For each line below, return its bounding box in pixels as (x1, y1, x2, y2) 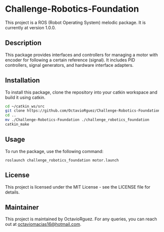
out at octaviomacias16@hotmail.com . (5, 221, 82, 227)
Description (5, 39, 41, 47)
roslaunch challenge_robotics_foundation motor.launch (5, 157, 119, 163)
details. (5, 189, 20, 195)
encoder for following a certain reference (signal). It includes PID (5, 57, 135, 63)
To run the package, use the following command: (5, 148, 103, 154)
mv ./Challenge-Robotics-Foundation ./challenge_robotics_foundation (5, 117, 150, 122)
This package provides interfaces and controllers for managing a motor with (5, 52, 158, 58)
